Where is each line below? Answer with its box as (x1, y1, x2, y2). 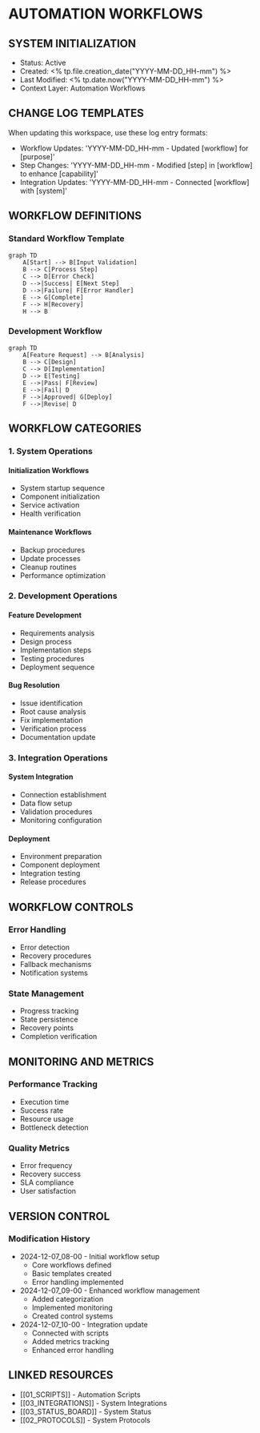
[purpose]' (19, 151, 55, 161)
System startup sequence (19, 484, 106, 493)
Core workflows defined (31, 1260, 112, 1270)
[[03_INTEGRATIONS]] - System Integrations (19, 1398, 168, 1407)
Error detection (19, 942, 70, 952)
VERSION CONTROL (8, 1210, 110, 1223)
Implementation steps (19, 645, 92, 655)
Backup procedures (19, 545, 86, 555)
